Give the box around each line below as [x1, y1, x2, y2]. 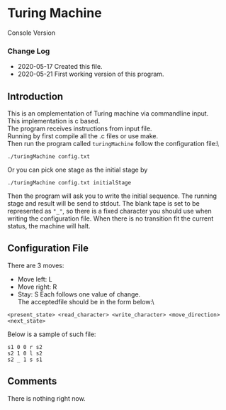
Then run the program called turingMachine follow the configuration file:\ [7, 140, 220, 148]
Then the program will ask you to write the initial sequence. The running [7, 192, 217, 200]
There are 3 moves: [7, 261, 64, 270]
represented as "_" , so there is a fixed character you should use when [7, 207, 212, 216]
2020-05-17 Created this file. [17, 62, 103, 71]
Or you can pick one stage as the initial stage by [7, 165, 148, 174]
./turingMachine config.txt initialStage [7, 179, 132, 187]
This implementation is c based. [7, 117, 101, 126]
